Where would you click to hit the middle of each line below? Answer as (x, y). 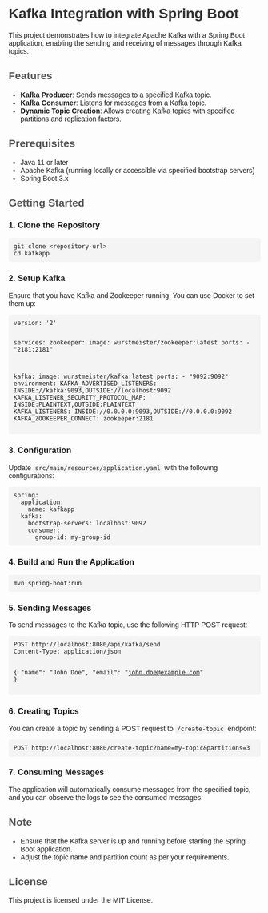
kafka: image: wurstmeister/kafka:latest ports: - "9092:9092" (121, 377)
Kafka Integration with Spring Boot (124, 14)
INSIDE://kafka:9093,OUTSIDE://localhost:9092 (92, 391)
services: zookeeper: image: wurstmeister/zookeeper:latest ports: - (132, 343)
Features (30, 76)
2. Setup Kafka (37, 278)
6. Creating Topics (44, 711)
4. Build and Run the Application (72, 562)
